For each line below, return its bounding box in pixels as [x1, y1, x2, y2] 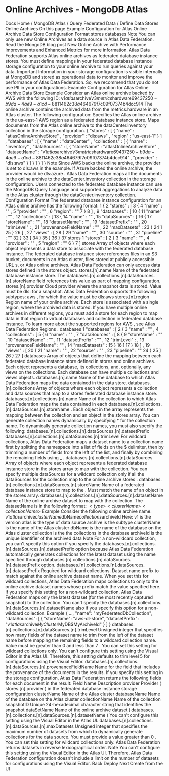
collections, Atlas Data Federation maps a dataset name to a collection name [5, 438, 163, 445]
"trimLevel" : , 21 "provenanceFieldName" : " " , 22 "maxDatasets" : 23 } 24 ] [5, 224, 162, 230]
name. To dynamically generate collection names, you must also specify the [5, 423, 162, 429]
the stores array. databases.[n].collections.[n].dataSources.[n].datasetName [5, 492, 163, 498]
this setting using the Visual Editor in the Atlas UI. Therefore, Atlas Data [5, 750, 152, 756]
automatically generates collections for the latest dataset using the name [5, 551, 156, 557]
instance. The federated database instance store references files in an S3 [5, 251, 157, 257]
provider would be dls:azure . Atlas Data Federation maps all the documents [5, 170, 162, 176]
